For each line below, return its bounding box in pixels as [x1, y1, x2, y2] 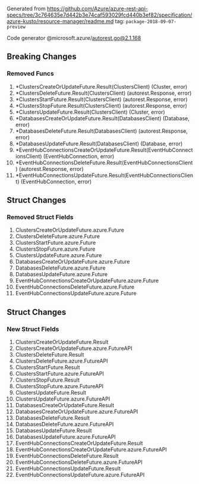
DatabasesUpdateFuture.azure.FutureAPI [15, 433, 116, 441]
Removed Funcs [7, 70, 54, 78]
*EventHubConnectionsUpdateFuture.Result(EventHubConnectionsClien [15, 171, 194, 179]
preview [7, 24, 26, 30]
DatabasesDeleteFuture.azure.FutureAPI [15, 421, 114, 428]
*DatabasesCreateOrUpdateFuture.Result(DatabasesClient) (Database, [15, 114, 189, 121]
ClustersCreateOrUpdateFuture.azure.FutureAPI [15, 345, 132, 352]
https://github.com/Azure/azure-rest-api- [47, 5, 148, 12]
